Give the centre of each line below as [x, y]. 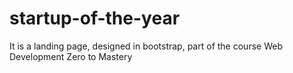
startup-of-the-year [95, 18]
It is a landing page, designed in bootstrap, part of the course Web [146, 46]
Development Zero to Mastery [71, 56]
